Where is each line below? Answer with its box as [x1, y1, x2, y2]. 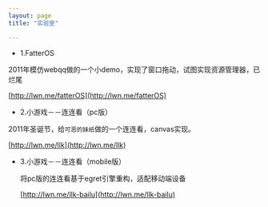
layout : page [8, 11, 52, 20]
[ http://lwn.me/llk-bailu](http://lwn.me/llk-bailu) [19, 189, 176, 199]
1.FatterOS [19, 48, 54, 58]
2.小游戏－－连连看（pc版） [19, 107, 112, 117]
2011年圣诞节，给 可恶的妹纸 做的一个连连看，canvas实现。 [8, 124, 196, 133]
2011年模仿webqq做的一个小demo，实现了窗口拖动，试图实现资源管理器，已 [8, 65, 261, 74]
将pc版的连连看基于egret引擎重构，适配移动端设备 [19, 173, 186, 183]
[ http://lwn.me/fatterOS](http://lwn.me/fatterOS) [8, 90, 166, 100]
